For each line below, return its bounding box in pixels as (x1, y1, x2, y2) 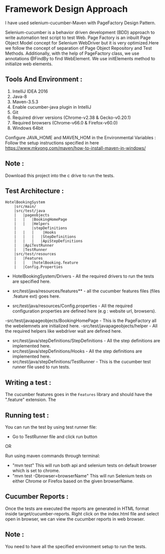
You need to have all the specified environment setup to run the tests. (5, 543, 147, 549)
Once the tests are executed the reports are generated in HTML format (5, 505, 149, 512)
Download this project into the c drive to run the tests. (5, 172, 115, 178)
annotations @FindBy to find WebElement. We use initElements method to (5, 55, 156, 61)
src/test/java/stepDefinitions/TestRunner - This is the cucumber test (12, 359, 151, 365)
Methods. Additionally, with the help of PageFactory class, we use (5, 50, 139, 56)
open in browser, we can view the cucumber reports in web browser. (5, 516, 145, 522)
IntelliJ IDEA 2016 (12, 88, 48, 94)
